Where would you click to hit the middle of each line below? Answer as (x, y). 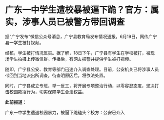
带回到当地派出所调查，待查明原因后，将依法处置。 (56, 75)
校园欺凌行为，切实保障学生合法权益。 (48, 92)
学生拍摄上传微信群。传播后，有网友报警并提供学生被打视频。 (71, 59)
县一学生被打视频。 (24, 42)
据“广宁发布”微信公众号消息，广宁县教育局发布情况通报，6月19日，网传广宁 (81, 36)
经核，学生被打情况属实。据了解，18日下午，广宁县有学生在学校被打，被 (78, 53)
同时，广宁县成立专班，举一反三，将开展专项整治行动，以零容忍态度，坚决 (80, 86)
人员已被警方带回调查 (82, 22)
